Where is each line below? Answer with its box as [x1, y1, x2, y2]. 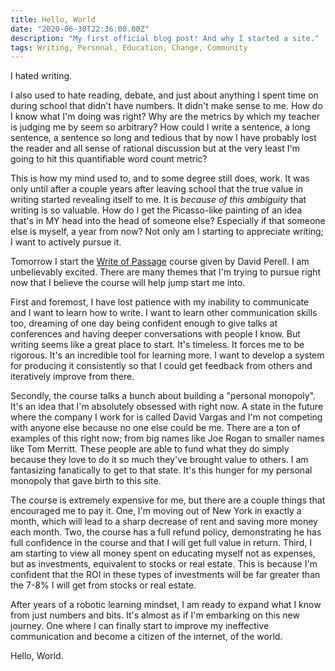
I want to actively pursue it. [10, 236, 122, 248]
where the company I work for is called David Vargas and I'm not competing [10, 411, 323, 423]
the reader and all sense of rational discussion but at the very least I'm [10, 142, 300, 155]
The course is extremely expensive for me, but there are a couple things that [10, 494, 326, 506]
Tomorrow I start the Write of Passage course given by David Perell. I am [10, 256, 310, 268]
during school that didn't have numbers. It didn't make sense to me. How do [10, 100, 323, 112]
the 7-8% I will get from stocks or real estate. [10, 579, 197, 591]
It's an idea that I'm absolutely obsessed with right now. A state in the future [10, 401, 324, 413]
